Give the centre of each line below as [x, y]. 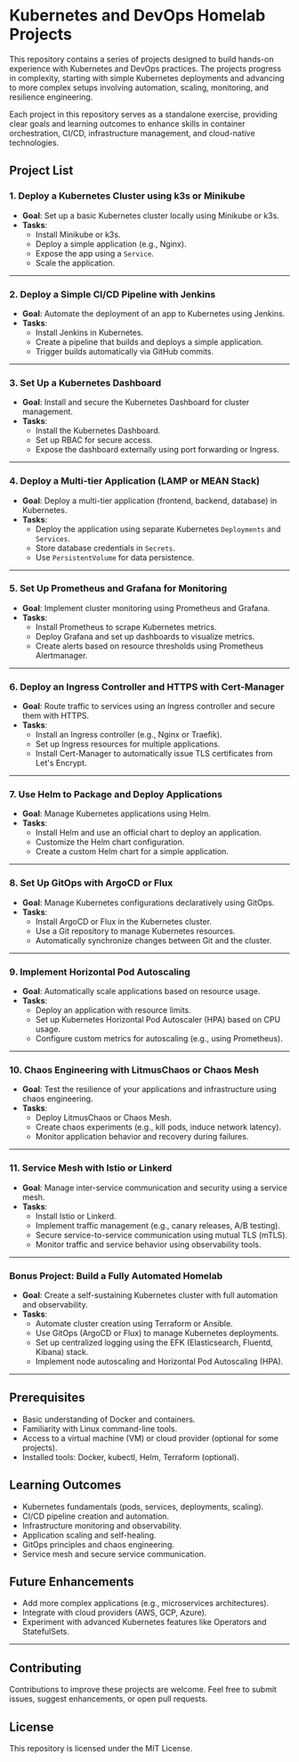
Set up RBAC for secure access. [94, 440]
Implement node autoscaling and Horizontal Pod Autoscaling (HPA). [159, 1361]
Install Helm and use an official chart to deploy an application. [149, 833]
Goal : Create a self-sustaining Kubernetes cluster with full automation [150, 1295]
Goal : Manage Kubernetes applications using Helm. [116, 814]
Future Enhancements [72, 1582]
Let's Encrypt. [61, 763]
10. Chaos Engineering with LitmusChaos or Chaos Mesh [134, 1070]
